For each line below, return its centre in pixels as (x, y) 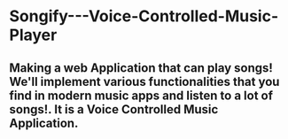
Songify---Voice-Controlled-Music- (144, 16)
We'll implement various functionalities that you (144, 81)
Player (33, 35)
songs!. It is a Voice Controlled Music (114, 109)
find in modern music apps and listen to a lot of (141, 95)
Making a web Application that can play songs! (141, 68)
